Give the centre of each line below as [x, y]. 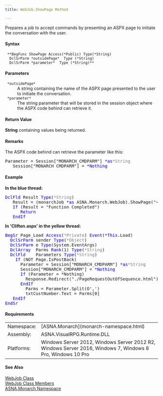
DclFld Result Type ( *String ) [40, 197]
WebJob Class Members [30, 383]
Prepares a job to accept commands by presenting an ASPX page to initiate [80, 28]
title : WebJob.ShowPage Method [37, 9]
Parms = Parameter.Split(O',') [63, 289]
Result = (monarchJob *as [43, 202]
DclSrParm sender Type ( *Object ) [49, 240]
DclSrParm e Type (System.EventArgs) [54, 245]
